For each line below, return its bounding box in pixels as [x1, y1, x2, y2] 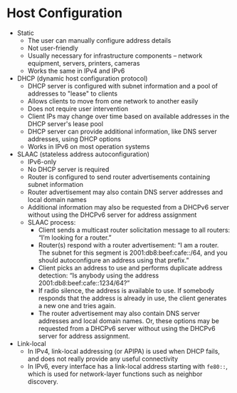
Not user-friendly [27, 44, 79, 52]
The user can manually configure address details [27, 36, 172, 44]
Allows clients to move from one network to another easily [27, 96, 199, 105]
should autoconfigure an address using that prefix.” [38, 255, 189, 265]
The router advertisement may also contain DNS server [38, 309, 200, 317]
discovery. [27, 377, 58, 386]
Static [16, 29, 35, 37]
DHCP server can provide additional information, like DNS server [27, 127, 218, 136]
